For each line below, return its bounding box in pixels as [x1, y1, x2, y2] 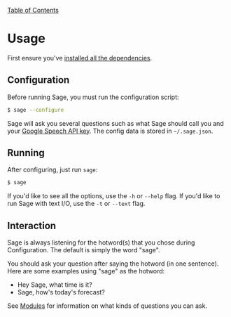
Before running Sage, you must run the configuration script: [7, 93, 180, 101]
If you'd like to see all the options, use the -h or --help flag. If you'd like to [7, 192, 220, 200]
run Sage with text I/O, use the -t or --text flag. [7, 200, 146, 208]
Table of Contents [7, 6, 59, 14]
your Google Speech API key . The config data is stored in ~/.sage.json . [7, 127, 213, 135]
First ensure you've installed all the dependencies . [7, 53, 153, 62]
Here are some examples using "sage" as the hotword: [7, 267, 165, 276]
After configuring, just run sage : [7, 165, 98, 174]
